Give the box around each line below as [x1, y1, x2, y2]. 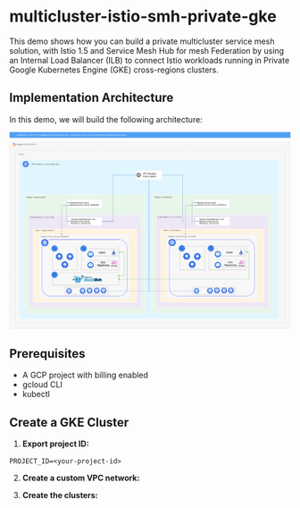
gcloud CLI [21, 379, 62, 390]
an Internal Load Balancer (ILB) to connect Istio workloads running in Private [9, 55, 290, 65]
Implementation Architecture [9, 90, 174, 106]
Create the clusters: [21, 490, 98, 501]
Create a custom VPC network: [21, 472, 140, 484]
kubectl [21, 389, 51, 400]
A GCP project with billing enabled [21, 369, 149, 381]
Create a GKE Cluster [9, 414, 129, 430]
